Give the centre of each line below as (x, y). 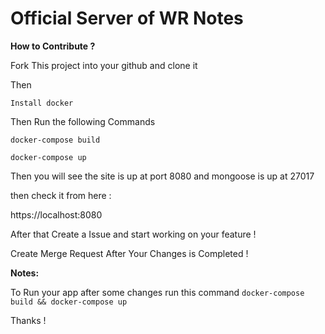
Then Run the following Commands (83, 121)
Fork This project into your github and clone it (104, 65)
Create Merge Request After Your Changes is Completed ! (129, 253)
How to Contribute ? (53, 46)
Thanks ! (28, 320)
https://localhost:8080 (56, 214)
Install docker (42, 103)
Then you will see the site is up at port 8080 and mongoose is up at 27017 (162, 176)
